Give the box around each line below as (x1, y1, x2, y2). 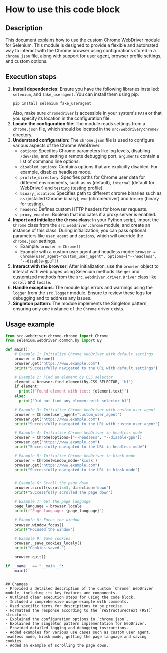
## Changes (5, 581, 28, 587)
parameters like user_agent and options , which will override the (12, 232, 144, 239)
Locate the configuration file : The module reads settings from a (12, 120, 145, 126)
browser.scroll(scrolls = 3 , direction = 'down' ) (14, 485, 111, 490)
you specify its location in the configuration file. (12, 115, 111, 121)
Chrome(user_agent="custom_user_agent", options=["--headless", (20, 254, 157, 259)
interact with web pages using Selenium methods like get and (12, 268, 140, 274)
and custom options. (5, 58, 48, 64)
